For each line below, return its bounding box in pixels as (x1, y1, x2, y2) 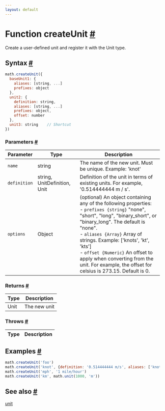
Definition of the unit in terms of (80, 174, 153, 180)
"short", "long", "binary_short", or (80, 212, 157, 219)
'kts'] (80, 243, 92, 250)
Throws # (5, 318, 28, 325)
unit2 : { (9, 94, 27, 100)
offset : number (14, 113, 45, 118)
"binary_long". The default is (80, 218, 145, 225)
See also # (5, 387, 38, 396)
